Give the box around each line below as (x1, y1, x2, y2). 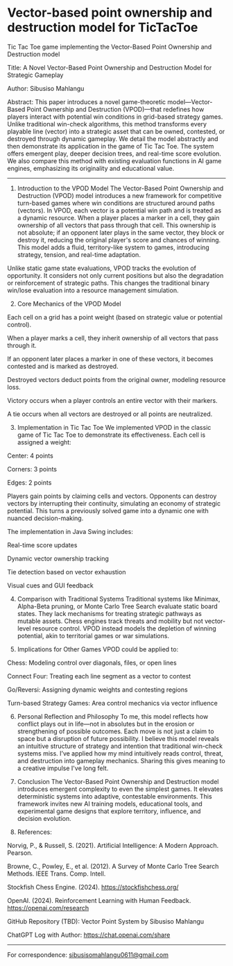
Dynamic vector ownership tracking (7, 554, 110, 563)
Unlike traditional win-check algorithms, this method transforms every (7, 119, 207, 128)
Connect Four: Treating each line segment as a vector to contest (7, 672, 191, 680)
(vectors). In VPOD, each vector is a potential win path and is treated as (17, 206, 222, 215)
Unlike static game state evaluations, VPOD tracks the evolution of (7, 264, 196, 272)
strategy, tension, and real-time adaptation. (17, 250, 141, 258)
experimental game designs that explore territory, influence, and (17, 807, 201, 815)
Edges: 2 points (7, 478, 52, 487)
